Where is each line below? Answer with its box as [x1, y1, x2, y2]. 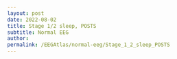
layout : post [7, 9, 45, 17]
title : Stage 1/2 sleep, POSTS [7, 22, 97, 29]
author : [7, 35, 29, 42]
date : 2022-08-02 [7, 16, 57, 23]
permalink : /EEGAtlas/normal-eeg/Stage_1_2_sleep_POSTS [7, 41, 170, 48]
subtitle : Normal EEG [7, 28, 69, 36]
